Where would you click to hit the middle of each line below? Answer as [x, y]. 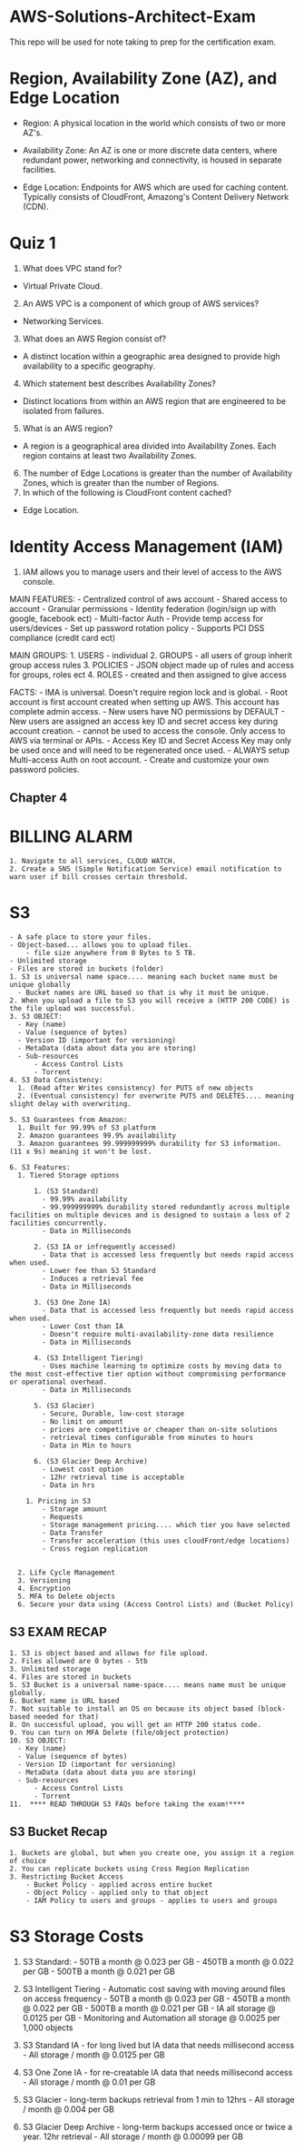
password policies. [44, 769]
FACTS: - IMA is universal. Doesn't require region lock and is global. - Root [149, 692]
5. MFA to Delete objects [67, 1597]
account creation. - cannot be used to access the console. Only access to [147, 730]
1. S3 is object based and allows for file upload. [109, 1653]
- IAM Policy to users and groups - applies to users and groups [152, 1900]
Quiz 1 [33, 243]
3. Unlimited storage [50, 1669]
